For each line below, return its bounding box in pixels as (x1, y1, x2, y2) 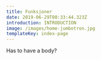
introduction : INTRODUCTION (6, 20, 77, 26)
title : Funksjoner (6, 8, 52, 15)
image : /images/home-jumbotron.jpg (6, 25, 96, 31)
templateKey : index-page (6, 31, 69, 37)
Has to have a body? (6, 47, 57, 54)
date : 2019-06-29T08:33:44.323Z (6, 14, 87, 20)
